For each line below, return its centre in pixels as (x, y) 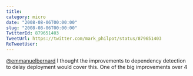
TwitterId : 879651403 (33, 33)
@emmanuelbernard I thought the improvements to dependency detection (96, 61)
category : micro (26, 17)
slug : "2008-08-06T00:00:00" (42, 28)
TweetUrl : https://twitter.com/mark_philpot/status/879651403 (84, 39)
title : (14, 11)
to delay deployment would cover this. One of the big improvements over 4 (97, 67)
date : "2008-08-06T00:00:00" (42, 22)
